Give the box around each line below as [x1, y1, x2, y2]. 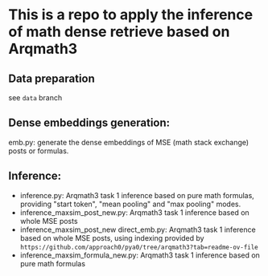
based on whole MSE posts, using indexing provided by [19, 233, 204, 242]
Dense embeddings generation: [8, 116, 171, 130]
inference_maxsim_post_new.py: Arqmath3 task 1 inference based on [19, 207, 249, 217]
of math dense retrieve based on [8, 22, 230, 41]
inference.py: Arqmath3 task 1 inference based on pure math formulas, [19, 190, 255, 200]
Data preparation [8, 71, 95, 85]
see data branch [8, 93, 63, 102]
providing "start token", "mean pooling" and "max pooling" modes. [19, 199, 241, 209]
